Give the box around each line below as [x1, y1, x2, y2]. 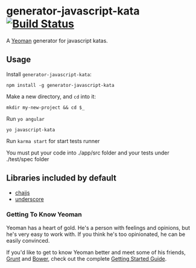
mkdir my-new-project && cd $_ [6, 104, 85, 110]
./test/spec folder [6, 155, 49, 162]
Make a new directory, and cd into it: [6, 92, 96, 100]
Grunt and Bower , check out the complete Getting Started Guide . [6, 255, 167, 262]
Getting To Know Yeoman [6, 210, 83, 219]
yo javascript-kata [6, 127, 55, 133]
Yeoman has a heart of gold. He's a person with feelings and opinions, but [6, 224, 190, 231]
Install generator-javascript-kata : [6, 71, 92, 78]
